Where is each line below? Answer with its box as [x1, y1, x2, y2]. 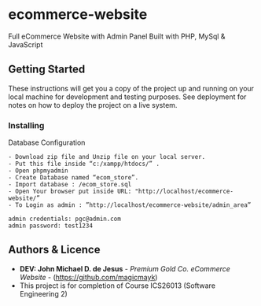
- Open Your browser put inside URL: [8, 187, 132, 196]
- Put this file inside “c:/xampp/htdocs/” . [8, 160, 160, 168]
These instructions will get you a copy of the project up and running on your [8, 83, 254, 93]
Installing [8, 120, 45, 131]
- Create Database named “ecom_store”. [8, 174, 139, 182]
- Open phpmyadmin [8, 167, 68, 175]
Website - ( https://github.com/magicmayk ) [19, 272, 158, 282]
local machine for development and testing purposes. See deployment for [8, 92, 247, 101]
